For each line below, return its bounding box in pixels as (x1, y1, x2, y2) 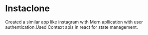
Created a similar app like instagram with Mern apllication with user (5, 19, 143, 25)
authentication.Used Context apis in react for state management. (5, 24, 138, 30)
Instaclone (5, 3, 50, 14)
